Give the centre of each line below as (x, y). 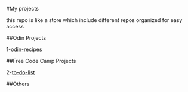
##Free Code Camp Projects (41, 61)
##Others (18, 84)
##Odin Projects (26, 38)
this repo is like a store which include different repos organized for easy (94, 20)
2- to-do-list (21, 72)
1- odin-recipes (24, 49)
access (15, 26)
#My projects (22, 9)
